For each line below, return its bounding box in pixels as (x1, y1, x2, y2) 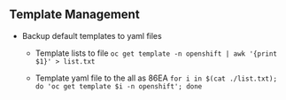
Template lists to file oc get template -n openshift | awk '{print (35, 48, 277, 58)
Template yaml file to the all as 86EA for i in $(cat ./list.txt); (35, 73, 277, 83)
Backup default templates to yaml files (21, 30, 162, 41)
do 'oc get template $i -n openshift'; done (35, 81, 203, 91)
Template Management (9, 7, 140, 22)
